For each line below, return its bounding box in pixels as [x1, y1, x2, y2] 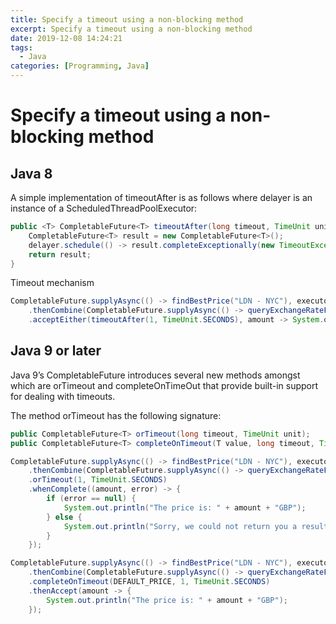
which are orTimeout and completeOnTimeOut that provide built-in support [10, 379, 319, 391]
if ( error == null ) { [46, 494, 137, 504]
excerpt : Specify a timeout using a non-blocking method [10, 24, 253, 34]
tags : [10, 42, 33, 53]
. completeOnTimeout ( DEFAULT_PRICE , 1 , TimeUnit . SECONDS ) [28, 577, 271, 587]
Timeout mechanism [10, 277, 95, 289]
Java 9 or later [10, 342, 102, 360]
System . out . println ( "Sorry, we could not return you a [63, 521, 298, 531]
